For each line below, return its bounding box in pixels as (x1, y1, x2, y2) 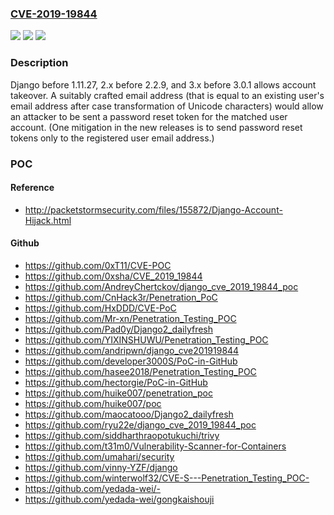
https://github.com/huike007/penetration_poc (24, 387, 213, 399)
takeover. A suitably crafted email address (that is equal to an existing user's (10, 89, 325, 101)
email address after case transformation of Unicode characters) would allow (10, 100, 324, 112)
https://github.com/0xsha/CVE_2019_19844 (24, 270, 203, 282)
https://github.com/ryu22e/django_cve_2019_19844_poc (24, 418, 257, 431)
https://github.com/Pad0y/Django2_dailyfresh (24, 323, 214, 335)
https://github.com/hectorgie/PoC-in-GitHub (24, 376, 208, 388)
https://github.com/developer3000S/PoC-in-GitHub (24, 355, 238, 367)
